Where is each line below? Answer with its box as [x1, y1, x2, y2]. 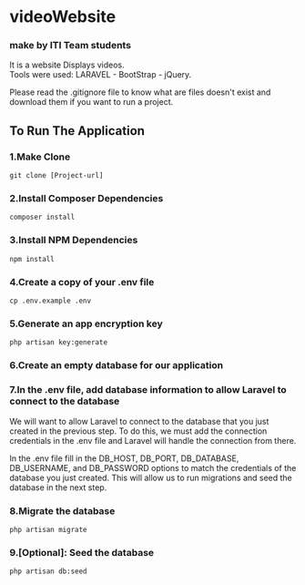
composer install [9, 212, 76, 222]
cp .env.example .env [9, 296, 92, 306]
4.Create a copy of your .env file [9, 275, 155, 288]
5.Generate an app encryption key [9, 317, 164, 330]
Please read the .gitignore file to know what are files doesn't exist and [9, 87, 271, 97]
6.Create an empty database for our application [9, 359, 224, 372]
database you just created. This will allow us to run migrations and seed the [9, 472, 293, 483]
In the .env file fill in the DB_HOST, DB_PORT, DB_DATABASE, [9, 453, 239, 464]
